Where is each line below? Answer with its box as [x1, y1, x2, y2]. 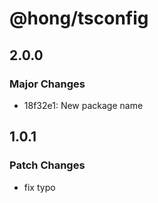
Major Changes [9, 77, 86, 91]
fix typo [23, 181, 56, 193]
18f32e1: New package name [23, 99, 144, 111]
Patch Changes [9, 158, 86, 172]
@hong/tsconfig [9, 7, 149, 30]
